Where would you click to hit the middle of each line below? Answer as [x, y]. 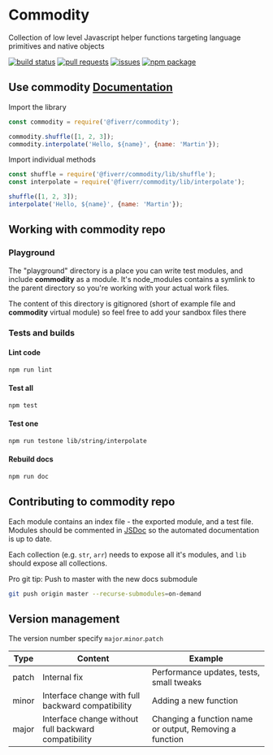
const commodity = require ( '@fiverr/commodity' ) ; [94, 122]
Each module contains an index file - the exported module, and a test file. [131, 521]
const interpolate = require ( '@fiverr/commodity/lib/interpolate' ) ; [127, 182]
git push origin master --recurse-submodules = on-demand [105, 594]
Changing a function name [202, 719]
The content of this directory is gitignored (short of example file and [122, 303]
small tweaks [176, 683]
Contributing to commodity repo [92, 502]
